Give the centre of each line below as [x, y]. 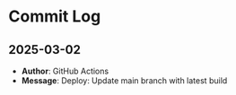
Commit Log [55, 17]
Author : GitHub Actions [65, 71]
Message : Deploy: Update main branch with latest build [124, 81]
